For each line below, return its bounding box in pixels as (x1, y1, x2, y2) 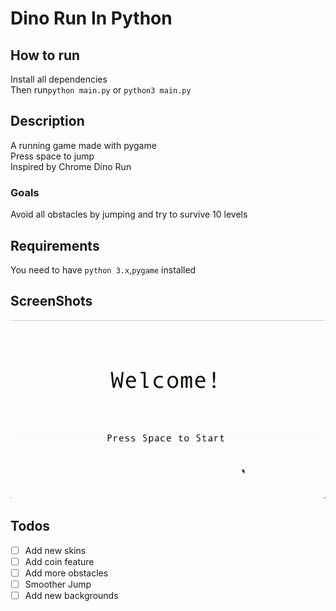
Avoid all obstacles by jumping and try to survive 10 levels (10, 208, 248, 221)
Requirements (10, 237, 100, 254)
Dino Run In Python (10, 7, 173, 30)
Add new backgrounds (24, 589, 119, 601)
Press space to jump (10, 150, 95, 162)
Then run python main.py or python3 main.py (10, 84, 192, 96)
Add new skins (24, 544, 87, 556)
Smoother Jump (24, 578, 92, 590)
